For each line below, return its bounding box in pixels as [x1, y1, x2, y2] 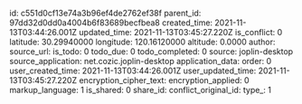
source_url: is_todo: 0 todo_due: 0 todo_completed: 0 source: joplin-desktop [9, 46, 294, 57]
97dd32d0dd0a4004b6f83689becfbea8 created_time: [9, 17, 213, 28]
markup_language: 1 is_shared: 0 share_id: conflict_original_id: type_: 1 [9, 85, 271, 95]
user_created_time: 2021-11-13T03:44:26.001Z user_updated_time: [9, 65, 257, 76]
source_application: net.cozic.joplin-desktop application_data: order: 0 [9, 56, 272, 66]
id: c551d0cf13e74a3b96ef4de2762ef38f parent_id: [9, 8, 202, 18]
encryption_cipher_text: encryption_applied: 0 [79, 75, 250, 85]
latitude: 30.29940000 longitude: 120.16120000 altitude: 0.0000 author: [9, 36, 276, 47]
